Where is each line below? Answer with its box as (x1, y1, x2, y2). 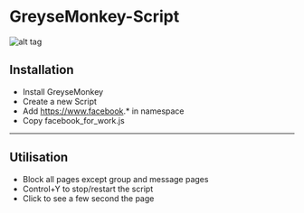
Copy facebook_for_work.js (22, 115, 125, 125)
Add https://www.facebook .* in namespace (22, 106, 185, 116)
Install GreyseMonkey (22, 86, 104, 97)
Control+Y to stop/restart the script (22, 183, 154, 194)
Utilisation (9, 150, 69, 165)
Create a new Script (22, 96, 98, 106)
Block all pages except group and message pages (22, 173, 209, 184)
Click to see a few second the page (22, 192, 155, 204)
